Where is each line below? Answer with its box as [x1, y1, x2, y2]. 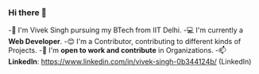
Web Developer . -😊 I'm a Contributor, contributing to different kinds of [8, 37, 242, 46]
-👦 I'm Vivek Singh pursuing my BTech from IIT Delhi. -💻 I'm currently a [8, 25, 244, 35]
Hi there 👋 [8, 7, 48, 18]
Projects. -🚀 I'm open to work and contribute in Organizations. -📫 [8, 46, 226, 55]
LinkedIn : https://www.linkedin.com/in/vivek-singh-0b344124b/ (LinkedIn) [8, 57, 252, 66]
